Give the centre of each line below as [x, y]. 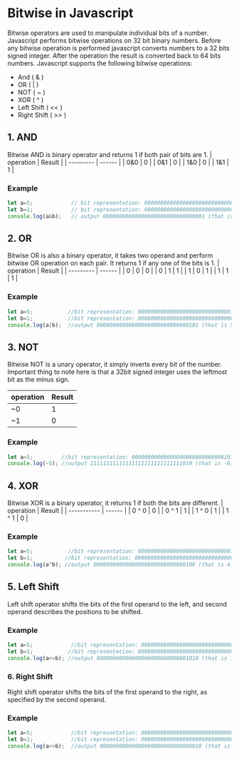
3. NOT [23, 347]
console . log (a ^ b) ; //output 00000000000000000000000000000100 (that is [116, 565]
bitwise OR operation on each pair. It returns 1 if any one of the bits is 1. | [113, 263]
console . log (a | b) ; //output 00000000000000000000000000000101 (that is [117, 325]
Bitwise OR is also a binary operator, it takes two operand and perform [110, 255]
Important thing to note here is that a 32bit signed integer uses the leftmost [117, 372]
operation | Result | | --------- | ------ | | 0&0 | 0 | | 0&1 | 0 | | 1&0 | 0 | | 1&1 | [118, 162]
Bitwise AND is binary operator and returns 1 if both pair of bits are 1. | [110, 154]
